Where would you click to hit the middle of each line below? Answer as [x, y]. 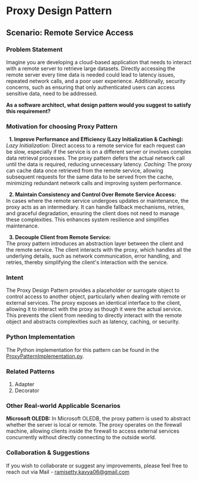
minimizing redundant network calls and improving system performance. [94, 183]
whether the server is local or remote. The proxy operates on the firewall [94, 425]
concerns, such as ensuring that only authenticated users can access [90, 87]
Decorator [27, 391]
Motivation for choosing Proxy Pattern [62, 126]
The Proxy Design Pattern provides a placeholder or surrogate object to [93, 291]
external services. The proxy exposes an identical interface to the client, [94, 303]
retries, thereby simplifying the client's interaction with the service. [87, 262]
